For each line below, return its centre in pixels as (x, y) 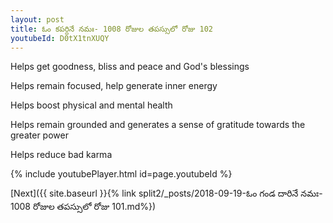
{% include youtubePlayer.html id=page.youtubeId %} (121, 174)
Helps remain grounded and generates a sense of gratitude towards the (158, 125)
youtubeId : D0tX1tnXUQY (60, 38)
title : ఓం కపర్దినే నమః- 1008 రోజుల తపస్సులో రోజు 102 (111, 29)
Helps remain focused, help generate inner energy (114, 86)
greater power (39, 135)
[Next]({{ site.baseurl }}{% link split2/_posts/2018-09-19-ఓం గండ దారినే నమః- (166, 193)
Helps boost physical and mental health (91, 105)
